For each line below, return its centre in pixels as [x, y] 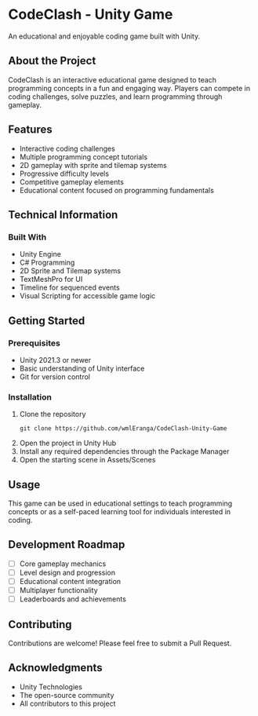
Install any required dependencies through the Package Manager [124, 451]
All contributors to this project [67, 703]
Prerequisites [34, 343]
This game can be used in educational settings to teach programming [120, 503]
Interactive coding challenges [67, 148]
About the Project [52, 61]
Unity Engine [40, 254]
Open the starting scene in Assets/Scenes [87, 460]
